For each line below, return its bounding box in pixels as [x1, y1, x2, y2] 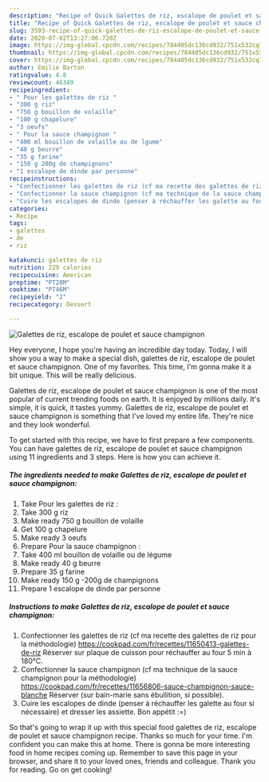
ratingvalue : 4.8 [9, 71, 67, 79]
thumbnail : [9, 49, 45, 57]
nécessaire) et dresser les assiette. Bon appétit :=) [20, 707, 187, 717]
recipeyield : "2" [9, 293, 67, 302]
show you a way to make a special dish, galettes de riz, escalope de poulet [9, 353, 255, 363]
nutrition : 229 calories [9, 263, 92, 271]
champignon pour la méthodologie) [20, 673, 136, 682]
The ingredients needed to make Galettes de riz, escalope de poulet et [9, 470, 247, 480]
